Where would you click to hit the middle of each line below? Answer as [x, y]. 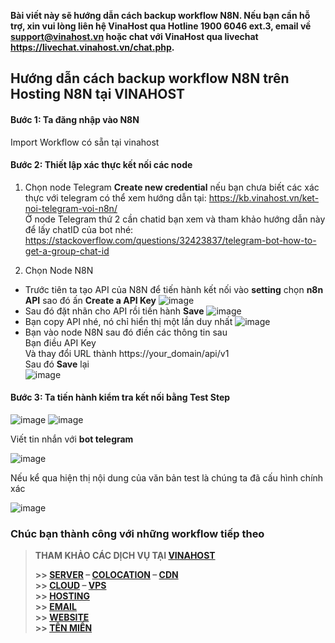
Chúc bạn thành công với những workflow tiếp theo [137, 533]
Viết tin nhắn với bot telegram [72, 439]
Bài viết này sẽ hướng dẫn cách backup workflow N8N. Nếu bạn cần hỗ [160, 15]
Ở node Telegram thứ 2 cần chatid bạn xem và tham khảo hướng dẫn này [175, 219]
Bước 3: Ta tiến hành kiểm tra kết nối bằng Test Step [120, 397]
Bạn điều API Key [60, 342]
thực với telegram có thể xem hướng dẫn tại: [115, 197]
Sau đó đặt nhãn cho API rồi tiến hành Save [114, 311]
